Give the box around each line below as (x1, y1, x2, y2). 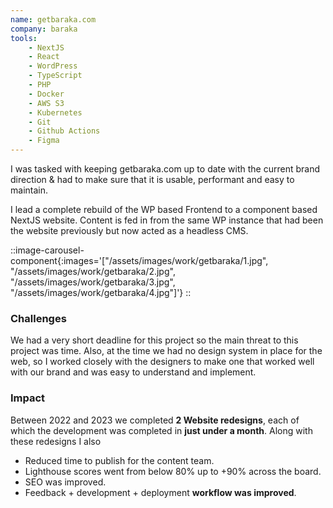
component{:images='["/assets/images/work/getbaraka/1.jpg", (10, 255, 269, 266)
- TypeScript (28, 71, 83, 81)
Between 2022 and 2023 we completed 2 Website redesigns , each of (10, 414, 300, 426)
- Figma (28, 136, 60, 146)
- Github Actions (28, 126, 101, 136)
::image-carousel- (10, 244, 85, 256)
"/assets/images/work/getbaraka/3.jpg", (10, 276, 176, 288)
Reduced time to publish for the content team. (24, 454, 215, 466)
